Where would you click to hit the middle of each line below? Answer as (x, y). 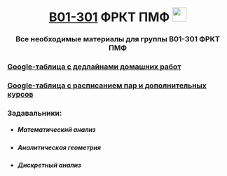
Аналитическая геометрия (59, 147)
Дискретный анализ (49, 165)
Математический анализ (56, 130)
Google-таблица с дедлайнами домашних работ (94, 67)
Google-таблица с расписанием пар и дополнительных (107, 86)
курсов (20, 94)
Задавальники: (35, 113)
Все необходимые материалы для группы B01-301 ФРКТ (118, 39)
